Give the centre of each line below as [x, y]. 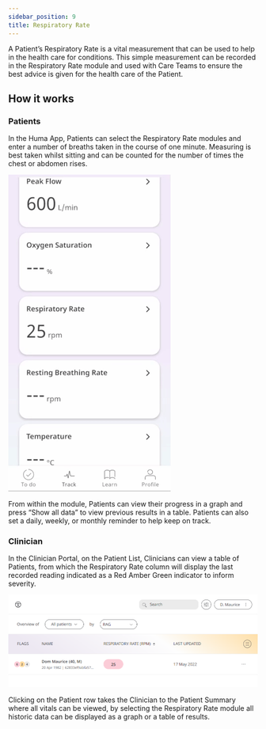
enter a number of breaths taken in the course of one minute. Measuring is [130, 147]
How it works [41, 99]
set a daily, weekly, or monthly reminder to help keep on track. [110, 521]
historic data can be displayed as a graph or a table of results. [109, 717]
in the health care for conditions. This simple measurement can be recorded [132, 57]
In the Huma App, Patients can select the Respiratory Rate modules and [125, 139]
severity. [22, 584]
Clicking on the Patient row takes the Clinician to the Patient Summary [122, 700]
